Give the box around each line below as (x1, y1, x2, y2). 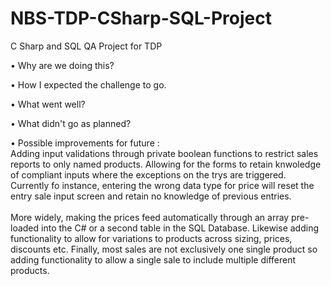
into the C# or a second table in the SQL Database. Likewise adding (41, 222, 319, 234)
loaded (10, 222, 40, 234)
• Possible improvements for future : (10, 137, 160, 149)
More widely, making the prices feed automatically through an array (10, 211, 290, 223)
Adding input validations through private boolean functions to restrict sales (10, 147, 319, 159)
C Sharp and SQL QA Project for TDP (10, 40, 163, 52)
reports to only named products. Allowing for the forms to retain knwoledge (10, 158, 322, 170)
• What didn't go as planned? (10, 117, 132, 129)
